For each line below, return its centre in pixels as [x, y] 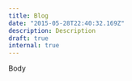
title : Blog [28, 16]
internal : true [34, 46]
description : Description [52, 30]
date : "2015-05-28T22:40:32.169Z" [67, 23]
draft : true [28, 38]
